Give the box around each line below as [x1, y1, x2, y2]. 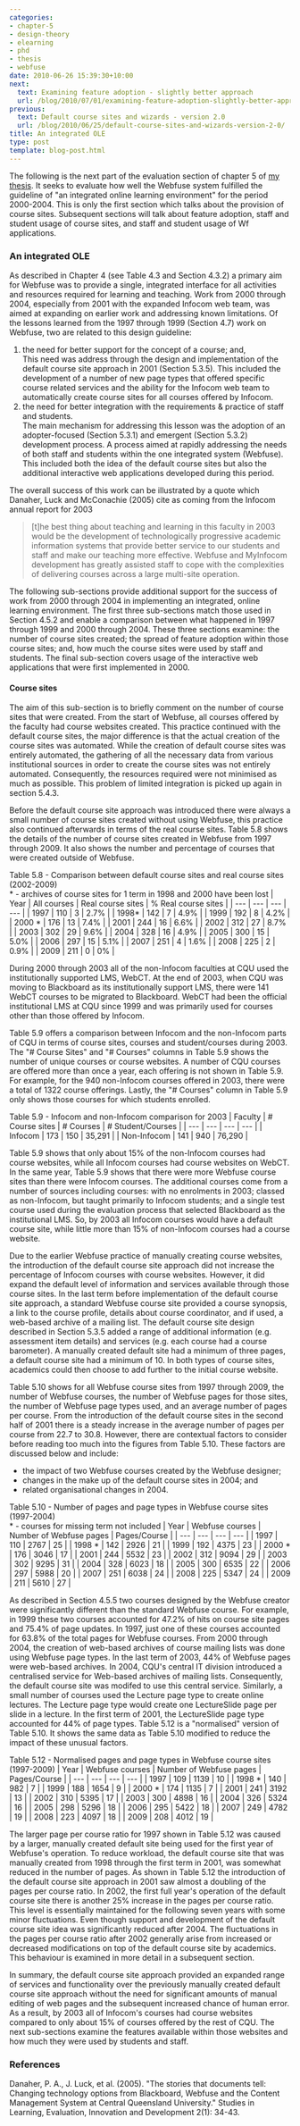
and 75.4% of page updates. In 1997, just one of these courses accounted [9, 1623, 281, 1635]
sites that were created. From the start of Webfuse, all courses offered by [9, 712, 279, 723]
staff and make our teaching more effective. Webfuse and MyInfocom [30, 549, 287, 560]
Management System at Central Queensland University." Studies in [9, 2097, 255, 2108]
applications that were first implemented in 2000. [9, 662, 190, 673]
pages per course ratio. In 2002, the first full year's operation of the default [9, 1886, 286, 1896]
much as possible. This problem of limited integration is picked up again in [9, 778, 283, 789]
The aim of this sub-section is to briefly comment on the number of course [9, 702, 284, 713]
